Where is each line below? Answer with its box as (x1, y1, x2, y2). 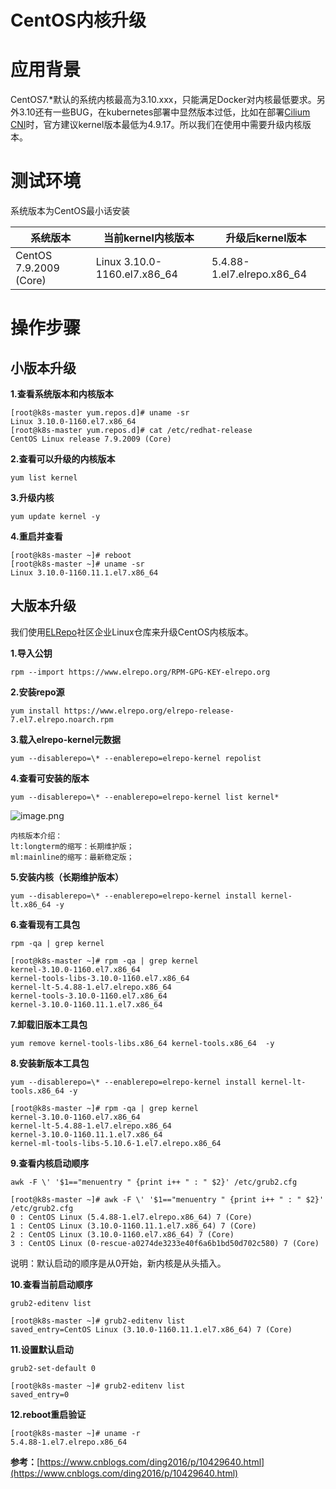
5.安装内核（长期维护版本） (10, 871, 125, 883)
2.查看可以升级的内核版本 (10, 453, 116, 465)
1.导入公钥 (10, 647, 53, 659)
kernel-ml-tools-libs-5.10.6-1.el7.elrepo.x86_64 (10, 1138, 222, 1148)
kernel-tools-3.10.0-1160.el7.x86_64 (10, 991, 168, 1001)
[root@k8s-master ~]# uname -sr (10, 559, 145, 570)
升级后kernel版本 (225, 231, 307, 245)
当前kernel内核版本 (103, 231, 195, 245)
